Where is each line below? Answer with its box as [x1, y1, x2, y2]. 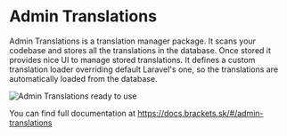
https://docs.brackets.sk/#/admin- [137, 108, 265, 118]
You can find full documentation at [9, 108, 136, 118]
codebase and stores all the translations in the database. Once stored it [9, 44, 272, 55]
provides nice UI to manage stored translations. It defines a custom [9, 54, 256, 65]
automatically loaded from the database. [9, 73, 158, 84]
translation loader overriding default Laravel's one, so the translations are [9, 64, 279, 75]
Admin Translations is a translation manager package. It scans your [9, 36, 257, 46]
